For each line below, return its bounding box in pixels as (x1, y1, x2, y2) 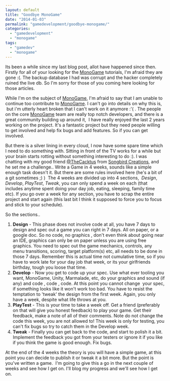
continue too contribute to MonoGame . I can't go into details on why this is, (5, 100, 162, 106)
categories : (5, 26, 30, 31)
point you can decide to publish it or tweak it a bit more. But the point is (5, 355, 154, 361)
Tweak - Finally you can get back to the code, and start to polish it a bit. (12, 328, 163, 334)
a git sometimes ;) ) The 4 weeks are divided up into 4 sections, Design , (5, 175, 158, 181)
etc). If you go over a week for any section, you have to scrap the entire (5, 191, 154, 197)
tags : (5, 40, 17, 46)
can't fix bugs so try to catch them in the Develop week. (12, 323, 130, 329)
